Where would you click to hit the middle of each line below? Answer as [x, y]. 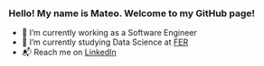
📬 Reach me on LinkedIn [69, 53]
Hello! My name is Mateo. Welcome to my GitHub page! [132, 13]
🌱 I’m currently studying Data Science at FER [105, 42]
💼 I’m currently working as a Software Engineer [109, 33]
